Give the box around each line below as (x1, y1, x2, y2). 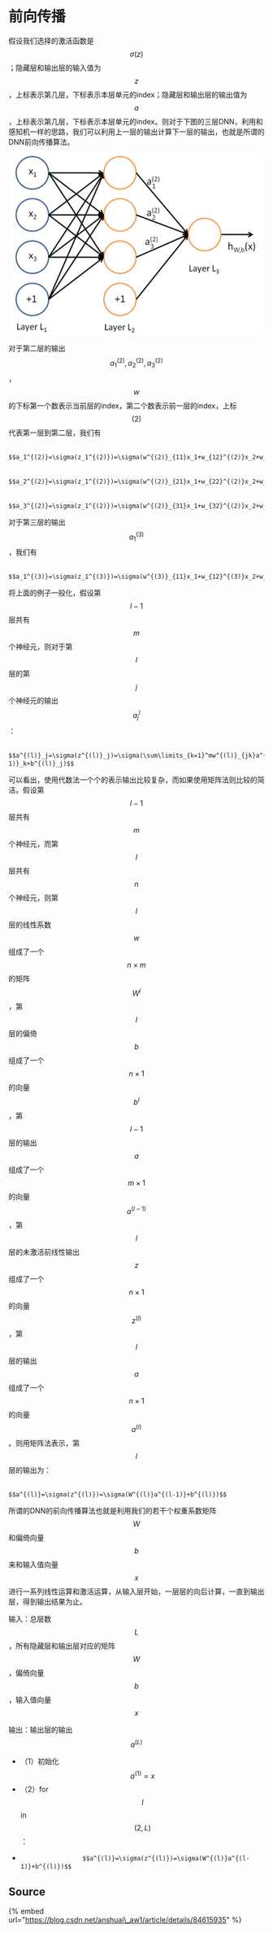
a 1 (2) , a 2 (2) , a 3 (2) (109, 357, 164, 370)
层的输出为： (8, 1465, 51, 1474)
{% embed (8, 1906, 45, 1916)
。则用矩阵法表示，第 (8, 1438, 80, 1448)
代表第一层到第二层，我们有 (8, 428, 102, 438)
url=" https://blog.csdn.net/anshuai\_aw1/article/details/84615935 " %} (8, 1915, 242, 1925)
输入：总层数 (8, 1613, 51, 1623)
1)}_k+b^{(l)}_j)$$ (8, 760, 75, 768)
